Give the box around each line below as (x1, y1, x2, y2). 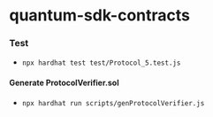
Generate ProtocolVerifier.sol (9, 77, 119, 89)
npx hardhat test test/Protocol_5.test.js (21, 58, 181, 67)
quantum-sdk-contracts (9, 5, 190, 26)
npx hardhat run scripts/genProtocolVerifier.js (21, 98, 205, 107)
